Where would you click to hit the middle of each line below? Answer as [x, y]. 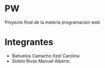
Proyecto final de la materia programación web [52, 22]
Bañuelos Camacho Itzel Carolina [46, 56]
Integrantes [29, 42]
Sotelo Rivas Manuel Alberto [41, 61]
